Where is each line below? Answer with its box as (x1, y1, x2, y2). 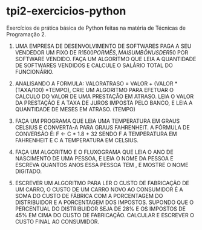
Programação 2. (6, 30, 47, 38)
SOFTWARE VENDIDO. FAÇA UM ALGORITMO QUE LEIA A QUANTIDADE (15, 55, 197, 62)
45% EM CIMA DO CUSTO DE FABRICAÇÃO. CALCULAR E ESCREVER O (15, 211, 195, 218)
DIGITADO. (15, 168, 42, 175)
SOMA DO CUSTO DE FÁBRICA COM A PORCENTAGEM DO (15, 192, 163, 199)
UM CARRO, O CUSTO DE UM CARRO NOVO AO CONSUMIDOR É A (15, 186, 183, 193)
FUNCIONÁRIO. (15, 68, 54, 75)
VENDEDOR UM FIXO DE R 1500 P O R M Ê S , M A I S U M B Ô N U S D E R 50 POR (15, 48, 189, 56)
